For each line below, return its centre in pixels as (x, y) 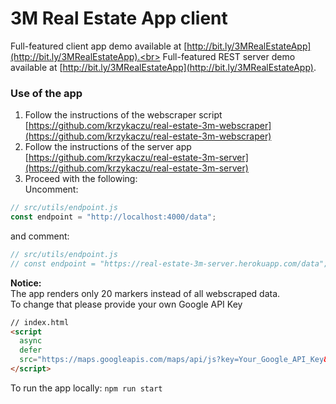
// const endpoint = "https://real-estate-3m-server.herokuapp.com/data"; (169, 263)
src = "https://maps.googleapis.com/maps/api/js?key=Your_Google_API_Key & (174, 360)
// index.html (40, 322)
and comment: (40, 236)
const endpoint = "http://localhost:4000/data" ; (113, 217)
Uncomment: (51, 189)
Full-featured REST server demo (229, 56)
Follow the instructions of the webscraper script (123, 115)
